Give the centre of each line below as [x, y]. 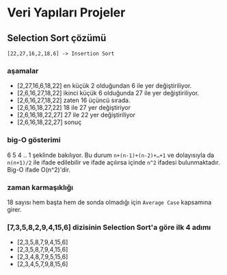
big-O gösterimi [34, 140]
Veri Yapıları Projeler [66, 13]
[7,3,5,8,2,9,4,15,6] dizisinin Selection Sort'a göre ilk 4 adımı [109, 227]
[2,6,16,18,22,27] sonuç [49, 122]
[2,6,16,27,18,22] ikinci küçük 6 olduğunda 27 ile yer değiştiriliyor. [108, 93]
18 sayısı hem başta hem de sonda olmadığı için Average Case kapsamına [109, 202]
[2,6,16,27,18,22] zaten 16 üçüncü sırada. [74, 100]
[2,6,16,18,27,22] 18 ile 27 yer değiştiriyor [74, 108]
